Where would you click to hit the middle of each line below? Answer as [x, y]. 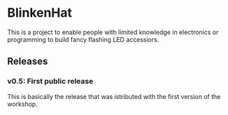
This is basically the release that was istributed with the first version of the [114, 96]
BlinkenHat [40, 13]
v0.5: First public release [50, 82]
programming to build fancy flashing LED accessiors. [83, 39]
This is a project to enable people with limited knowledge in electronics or [113, 32]
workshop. [23, 104]
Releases [28, 62]
